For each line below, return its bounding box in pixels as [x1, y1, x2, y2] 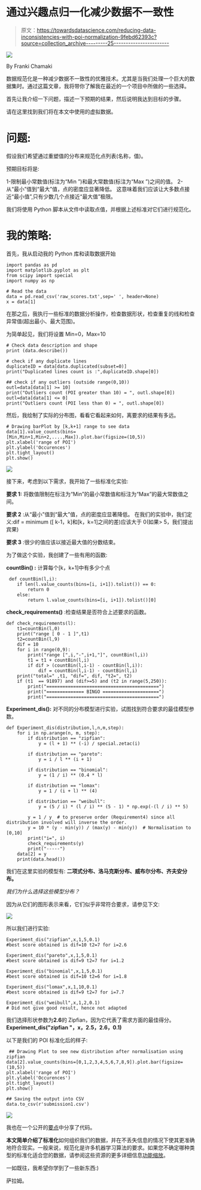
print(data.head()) [17, 856, 66, 862]
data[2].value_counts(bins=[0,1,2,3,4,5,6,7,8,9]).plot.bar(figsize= [6, 1059, 184, 1065]
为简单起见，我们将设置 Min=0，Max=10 [6, 330, 106, 337]
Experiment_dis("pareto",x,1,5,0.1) [6, 952, 98, 959]
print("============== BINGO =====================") [28, 689, 165, 695]
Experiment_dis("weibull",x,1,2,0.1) [6, 999, 100, 1005]
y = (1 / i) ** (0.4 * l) [38, 772, 103, 778]
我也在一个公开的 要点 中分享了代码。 [6, 1123, 96, 1130]
